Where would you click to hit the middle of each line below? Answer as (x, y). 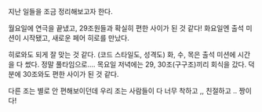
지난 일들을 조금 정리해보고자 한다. (60, 11)
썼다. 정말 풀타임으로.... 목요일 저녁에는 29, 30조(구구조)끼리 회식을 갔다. (136, 64)
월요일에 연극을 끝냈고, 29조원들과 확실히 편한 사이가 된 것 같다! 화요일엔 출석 (126, 28)
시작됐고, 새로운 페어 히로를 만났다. (76, 38)
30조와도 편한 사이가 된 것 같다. (71, 74)
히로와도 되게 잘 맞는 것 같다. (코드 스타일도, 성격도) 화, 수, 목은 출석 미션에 (122, 54)
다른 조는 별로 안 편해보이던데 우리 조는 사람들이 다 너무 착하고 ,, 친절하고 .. (123, 91)
